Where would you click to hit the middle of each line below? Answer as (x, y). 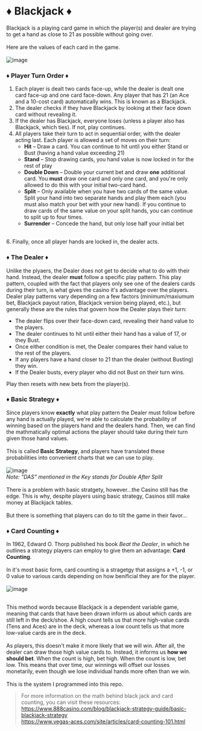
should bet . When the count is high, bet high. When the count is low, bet (96, 659)
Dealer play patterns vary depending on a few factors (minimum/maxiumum (100, 296)
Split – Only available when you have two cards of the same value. (106, 192)
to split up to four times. (53, 217)
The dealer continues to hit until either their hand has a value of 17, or (101, 333)
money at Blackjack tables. (40, 502)
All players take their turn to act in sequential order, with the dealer (98, 134)
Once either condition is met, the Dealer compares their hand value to (102, 346)
